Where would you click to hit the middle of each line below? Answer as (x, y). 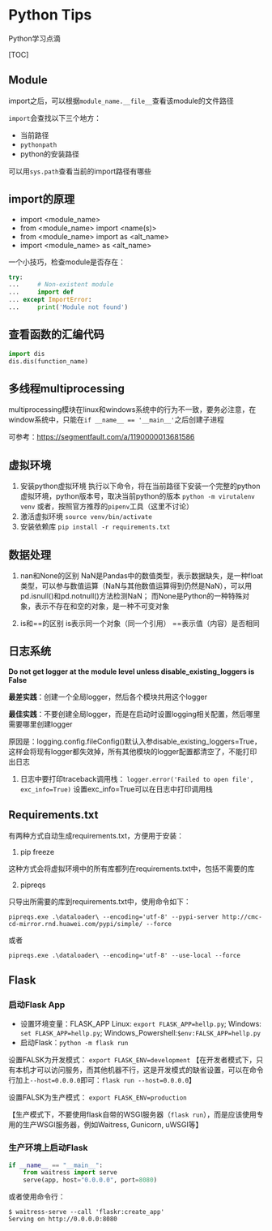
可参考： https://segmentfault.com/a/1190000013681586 (102, 437)
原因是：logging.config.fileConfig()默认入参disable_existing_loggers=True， (135, 741)
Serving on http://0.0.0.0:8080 (63, 1219)
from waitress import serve (70, 1173)
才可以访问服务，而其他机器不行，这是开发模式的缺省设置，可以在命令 (147, 1070)
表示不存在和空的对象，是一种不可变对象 (102, 606)
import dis (27, 354)
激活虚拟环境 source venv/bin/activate (86, 517)
